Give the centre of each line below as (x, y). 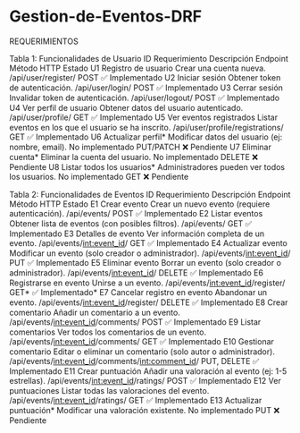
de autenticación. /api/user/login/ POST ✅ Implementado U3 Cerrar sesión (146, 88)
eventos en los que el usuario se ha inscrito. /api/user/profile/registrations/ (146, 127)
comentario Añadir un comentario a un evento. (95, 312)
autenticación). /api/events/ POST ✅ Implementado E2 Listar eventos (136, 213)
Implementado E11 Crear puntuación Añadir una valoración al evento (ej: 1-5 (148, 371)
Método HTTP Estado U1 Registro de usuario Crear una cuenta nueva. (137, 68)
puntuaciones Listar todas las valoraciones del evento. (109, 390)
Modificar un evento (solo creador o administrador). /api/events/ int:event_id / (150, 253)
